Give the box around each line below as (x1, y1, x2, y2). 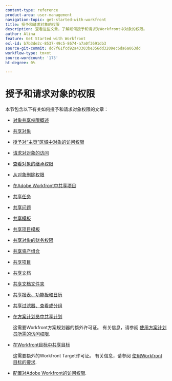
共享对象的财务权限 (12, 237, 54, 243)
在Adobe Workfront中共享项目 (12, 183, 77, 189)
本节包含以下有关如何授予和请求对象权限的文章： (5, 106, 109, 112)
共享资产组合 (12, 248, 40, 254)
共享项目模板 (12, 226, 40, 233)
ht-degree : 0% (5, 60, 36, 65)
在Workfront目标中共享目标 (12, 342, 70, 348)
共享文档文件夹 (12, 281, 45, 287)
